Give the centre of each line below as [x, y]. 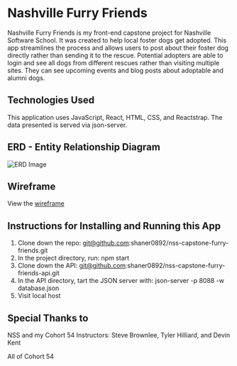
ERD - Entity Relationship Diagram [84, 147]
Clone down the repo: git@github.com [73, 243]
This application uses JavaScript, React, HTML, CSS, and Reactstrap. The [115, 117]
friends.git [33, 250]
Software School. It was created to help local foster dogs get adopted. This [117, 40]
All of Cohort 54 [31, 356]
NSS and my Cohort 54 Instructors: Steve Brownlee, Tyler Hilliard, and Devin [119, 335]
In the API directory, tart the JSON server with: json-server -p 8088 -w [121, 281]
